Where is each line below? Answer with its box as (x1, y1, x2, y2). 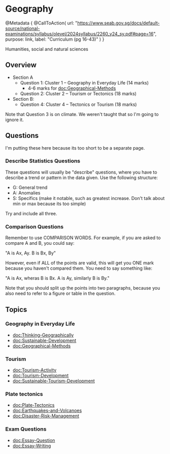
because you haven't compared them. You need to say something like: (5, 265, 152, 271)
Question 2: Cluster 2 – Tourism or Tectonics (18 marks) (20, 90, 137, 97)
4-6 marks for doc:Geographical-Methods (27, 85, 116, 91)
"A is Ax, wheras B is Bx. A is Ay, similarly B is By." (5, 275, 110, 281)
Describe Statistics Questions (5, 157, 81, 164)
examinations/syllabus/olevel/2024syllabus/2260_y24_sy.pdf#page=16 (5, 31, 154, 37)
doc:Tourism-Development (12, 373, 69, 379)
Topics (5, 305, 27, 314)
